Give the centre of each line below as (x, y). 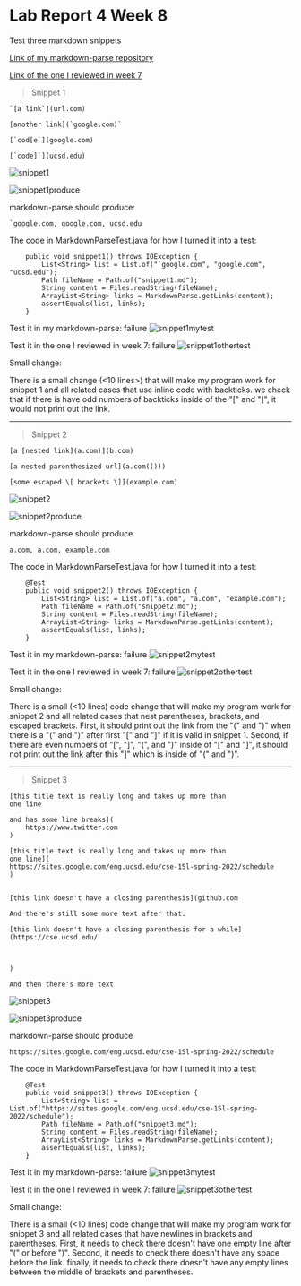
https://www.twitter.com (72, 827)
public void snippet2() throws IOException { (112, 591)
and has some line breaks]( (62, 819)
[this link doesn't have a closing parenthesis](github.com (124, 898)
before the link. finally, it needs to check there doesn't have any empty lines (149, 1262)
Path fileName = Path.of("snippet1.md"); (120, 280)
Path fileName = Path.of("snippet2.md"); (120, 606)
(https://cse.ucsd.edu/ (54, 937)
